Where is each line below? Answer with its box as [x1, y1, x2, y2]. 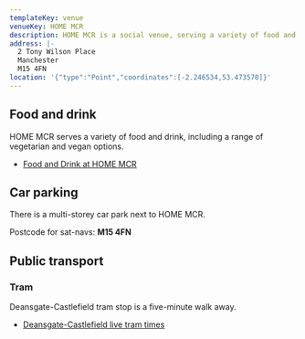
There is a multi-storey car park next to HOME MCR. [9, 209, 205, 220]
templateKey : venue [9, 13, 84, 23]
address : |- [9, 38, 55, 48]
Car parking [9, 185, 79, 200]
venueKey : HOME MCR [9, 22, 84, 31]
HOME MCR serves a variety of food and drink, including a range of [9, 131, 264, 142]
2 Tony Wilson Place [17, 48, 96, 57]
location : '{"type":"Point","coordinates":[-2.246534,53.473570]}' [9, 73, 272, 82]
